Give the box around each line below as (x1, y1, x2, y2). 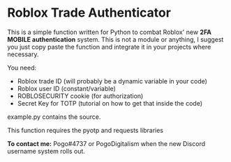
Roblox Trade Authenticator (7, 5, 171, 21)
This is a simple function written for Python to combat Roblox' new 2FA (7, 28, 211, 36)
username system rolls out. (7, 147, 86, 155)
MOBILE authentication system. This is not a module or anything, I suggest (7, 35, 224, 43)
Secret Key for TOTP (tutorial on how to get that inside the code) (17, 99, 203, 107)
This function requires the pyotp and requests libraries (7, 126, 164, 134)
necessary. (7, 50, 40, 58)
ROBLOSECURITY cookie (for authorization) (17, 92, 144, 100)
